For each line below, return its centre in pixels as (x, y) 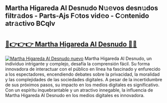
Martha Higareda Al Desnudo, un (118, 58)
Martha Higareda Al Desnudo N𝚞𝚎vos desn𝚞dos (82, 8)
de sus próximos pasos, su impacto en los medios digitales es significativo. (82, 85)
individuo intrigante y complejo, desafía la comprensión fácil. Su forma (78, 64)
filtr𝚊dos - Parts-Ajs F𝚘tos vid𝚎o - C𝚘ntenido (77, 16)
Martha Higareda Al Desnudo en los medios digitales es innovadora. (75, 95)
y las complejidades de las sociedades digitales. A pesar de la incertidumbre (84, 79)
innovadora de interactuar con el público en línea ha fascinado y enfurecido (83, 69)
